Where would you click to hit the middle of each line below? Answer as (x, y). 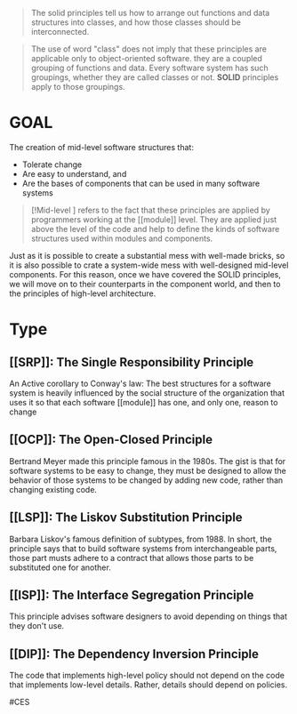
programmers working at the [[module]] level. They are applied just (154, 219)
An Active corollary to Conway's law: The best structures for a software (140, 383)
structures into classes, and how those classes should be (136, 22)
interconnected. (60, 32)
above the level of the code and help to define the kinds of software (155, 229)
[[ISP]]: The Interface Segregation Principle (132, 595)
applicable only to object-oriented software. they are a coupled (146, 58)
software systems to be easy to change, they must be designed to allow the (148, 470)
